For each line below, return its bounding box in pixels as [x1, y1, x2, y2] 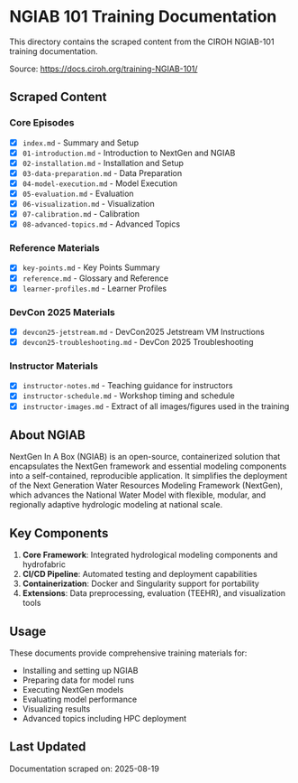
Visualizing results [22, 704, 91, 714]
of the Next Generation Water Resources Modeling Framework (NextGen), [9, 480, 284, 491]
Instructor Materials [9, 359, 99, 372]
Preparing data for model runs [22, 675, 135, 685]
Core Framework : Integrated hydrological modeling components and [22, 549, 278, 561]
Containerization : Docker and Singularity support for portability [22, 578, 259, 589]
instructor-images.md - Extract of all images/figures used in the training [22, 400, 290, 412]
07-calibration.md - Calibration [22, 209, 140, 219]
